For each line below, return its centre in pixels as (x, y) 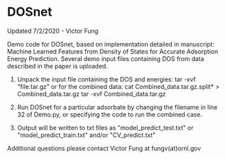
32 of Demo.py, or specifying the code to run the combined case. (110, 114)
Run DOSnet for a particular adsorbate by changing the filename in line (117, 107)
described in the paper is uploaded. (57, 66)
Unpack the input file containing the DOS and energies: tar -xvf (106, 79)
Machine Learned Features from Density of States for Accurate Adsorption (113, 51)
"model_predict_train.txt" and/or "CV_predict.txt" (86, 135)
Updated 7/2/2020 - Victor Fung (53, 31)
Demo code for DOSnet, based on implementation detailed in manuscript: (111, 44)
